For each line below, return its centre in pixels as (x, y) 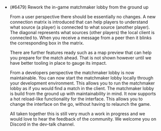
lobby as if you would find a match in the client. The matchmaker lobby (82, 88)
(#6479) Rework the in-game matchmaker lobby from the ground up (79, 7)
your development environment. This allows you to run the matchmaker (82, 83)
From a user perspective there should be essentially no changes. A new (83, 17)
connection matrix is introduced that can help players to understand (79, 22)
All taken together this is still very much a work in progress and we (78, 114)
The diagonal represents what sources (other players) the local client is (82, 32)
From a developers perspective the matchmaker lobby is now (72, 73)
